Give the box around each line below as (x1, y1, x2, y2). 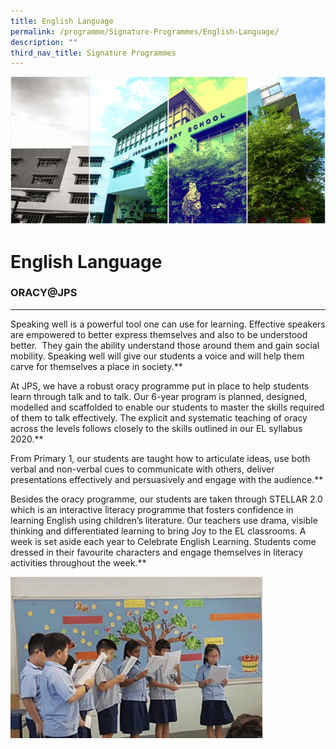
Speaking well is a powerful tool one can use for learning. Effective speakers (10, 318, 326, 330)
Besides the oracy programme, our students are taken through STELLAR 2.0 (10, 493, 323, 505)
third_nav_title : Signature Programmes (10, 48, 177, 58)
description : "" (10, 37, 78, 47)
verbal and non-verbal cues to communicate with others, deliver (10, 463, 275, 475)
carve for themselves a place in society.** (10, 360, 183, 372)
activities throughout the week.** (10, 556, 147, 569)
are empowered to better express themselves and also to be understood (10, 328, 308, 340)
